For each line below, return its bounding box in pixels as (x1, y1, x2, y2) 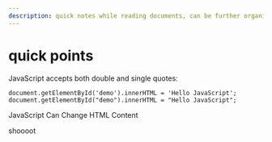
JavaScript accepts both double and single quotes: (8, 73, 178, 83)
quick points (8, 46, 94, 65)
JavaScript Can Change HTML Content (8, 110, 139, 119)
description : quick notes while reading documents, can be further (8, 11, 241, 20)
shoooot (8, 126, 36, 136)
